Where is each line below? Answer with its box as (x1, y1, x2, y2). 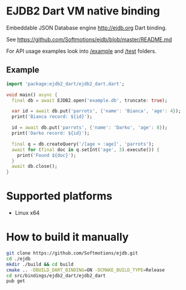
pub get (6, 278, 26, 284)
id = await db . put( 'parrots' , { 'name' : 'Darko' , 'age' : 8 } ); (11, 125, 168, 131)
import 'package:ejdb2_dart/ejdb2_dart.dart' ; (6, 81, 125, 87)
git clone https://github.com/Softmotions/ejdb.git (6, 250, 138, 256)
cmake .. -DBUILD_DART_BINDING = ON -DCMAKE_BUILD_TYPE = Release (6, 267, 165, 273)
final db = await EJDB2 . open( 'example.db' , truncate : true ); (11, 97, 168, 103)
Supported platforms (6, 190, 113, 203)
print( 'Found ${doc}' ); (17, 152, 77, 158)
